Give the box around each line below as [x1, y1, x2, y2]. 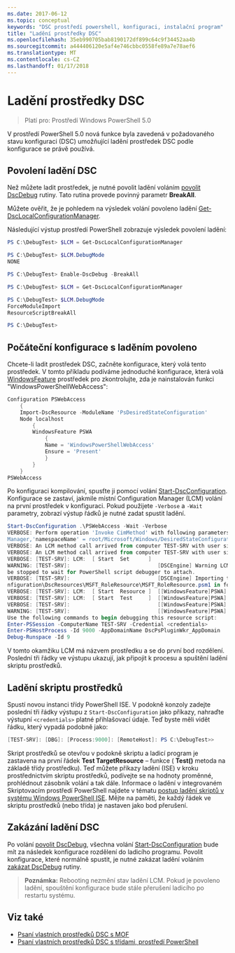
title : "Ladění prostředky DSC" [7, 29, 101, 37]
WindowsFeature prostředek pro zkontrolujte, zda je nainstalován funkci [7, 375, 215, 383]
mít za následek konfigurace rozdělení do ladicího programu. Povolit [7, 847, 204, 856]
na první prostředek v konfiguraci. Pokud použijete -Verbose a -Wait [7, 502, 203, 510]
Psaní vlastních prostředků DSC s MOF [17, 930, 129, 938]
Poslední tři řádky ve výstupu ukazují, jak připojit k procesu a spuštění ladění [7, 654, 228, 662]
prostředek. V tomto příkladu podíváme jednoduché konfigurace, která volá [7, 368, 224, 376]
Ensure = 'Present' [44, 448, 101, 455]
